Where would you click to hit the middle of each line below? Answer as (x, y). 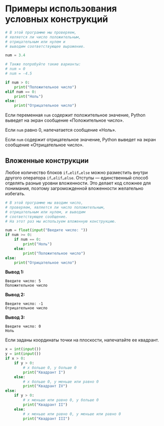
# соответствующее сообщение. (37, 217)
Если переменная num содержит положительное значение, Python (75, 115)
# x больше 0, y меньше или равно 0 (61, 382)
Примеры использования (61, 9)
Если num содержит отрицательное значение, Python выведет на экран (81, 140)
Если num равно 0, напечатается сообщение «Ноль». (61, 130)
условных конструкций (57, 19)
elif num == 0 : (21, 92)
